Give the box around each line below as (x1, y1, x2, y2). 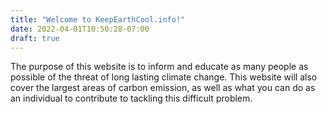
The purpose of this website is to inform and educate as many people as (10, 61, 309, 73)
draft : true (10, 33, 60, 43)
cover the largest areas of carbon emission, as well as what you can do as (10, 82, 316, 94)
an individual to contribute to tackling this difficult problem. (10, 92, 253, 105)
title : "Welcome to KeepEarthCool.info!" (10, 14, 186, 25)
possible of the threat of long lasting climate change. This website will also (10, 71, 318, 83)
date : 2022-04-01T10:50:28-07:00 (10, 24, 150, 34)
